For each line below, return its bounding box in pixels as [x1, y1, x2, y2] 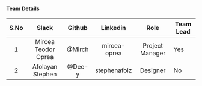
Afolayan [32, 63, 58, 71]
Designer [139, 66, 166, 75]
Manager [140, 49, 166, 57]
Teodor [34, 45, 55, 54]
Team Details [6, 5, 40, 12]
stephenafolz [95, 66, 132, 75]
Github [67, 24, 88, 32]
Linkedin [101, 24, 126, 32]
